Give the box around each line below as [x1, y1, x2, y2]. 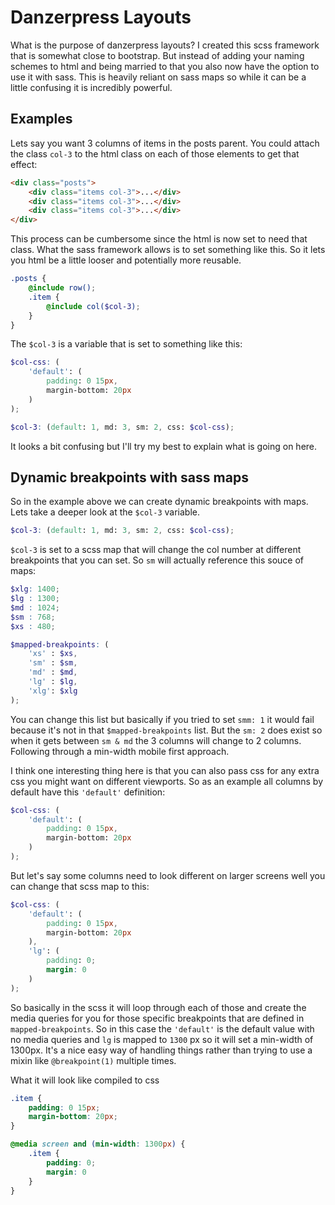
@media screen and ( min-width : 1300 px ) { [10, 1139, 186, 1150]
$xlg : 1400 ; [10, 584, 60, 595]
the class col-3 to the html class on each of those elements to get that [10, 147, 300, 160]
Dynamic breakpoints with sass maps [10, 469, 249, 486]
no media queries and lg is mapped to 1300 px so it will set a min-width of [10, 1033, 314, 1045]
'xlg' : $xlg [28, 686, 78, 696]
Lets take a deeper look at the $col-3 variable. [10, 506, 200, 518]
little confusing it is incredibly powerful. [10, 81, 173, 93]
